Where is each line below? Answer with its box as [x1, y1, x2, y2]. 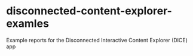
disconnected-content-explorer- [6, 4, 172, 18]
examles [6, 17, 50, 30]
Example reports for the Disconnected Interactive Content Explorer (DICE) [6, 36, 188, 43]
